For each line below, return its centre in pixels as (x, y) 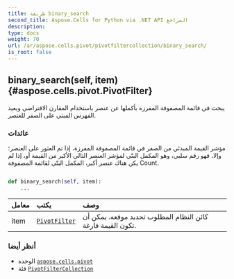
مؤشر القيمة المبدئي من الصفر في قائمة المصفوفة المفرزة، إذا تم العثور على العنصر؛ (117, 148)
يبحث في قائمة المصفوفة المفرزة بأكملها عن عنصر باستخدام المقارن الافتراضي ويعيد (116, 107)
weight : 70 (24, 39)
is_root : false (30, 53)
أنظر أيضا (22, 246)
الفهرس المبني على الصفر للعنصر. (52, 115)
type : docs (24, 33)
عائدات (18, 133)
